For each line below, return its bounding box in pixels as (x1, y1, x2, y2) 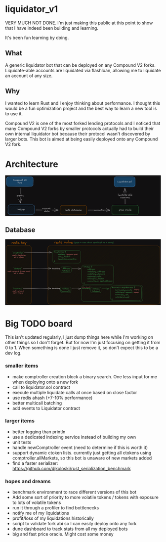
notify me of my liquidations (12, 510, 69, 516)
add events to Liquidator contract (12, 405, 81, 411)
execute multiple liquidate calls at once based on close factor (12, 389, 137, 395)
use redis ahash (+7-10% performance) (12, 395, 93, 401)
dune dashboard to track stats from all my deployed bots (12, 526, 128, 532)
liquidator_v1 (5, 3, 58, 15)
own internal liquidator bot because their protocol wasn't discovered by (5, 131, 151, 136)
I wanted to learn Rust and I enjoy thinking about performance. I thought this (5, 100, 161, 106)
